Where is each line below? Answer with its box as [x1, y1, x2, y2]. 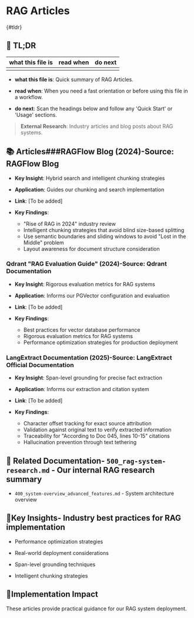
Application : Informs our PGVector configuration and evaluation [14, 292, 170, 299]
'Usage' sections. [14, 111, 57, 118]
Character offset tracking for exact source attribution [23, 420, 152, 427]
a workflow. [14, 93, 43, 101]
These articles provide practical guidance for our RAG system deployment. [6, 605, 187, 612]
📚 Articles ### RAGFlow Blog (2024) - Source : [6, 147, 175, 157]
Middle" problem [23, 239, 64, 246]
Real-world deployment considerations [14, 549, 109, 556]
